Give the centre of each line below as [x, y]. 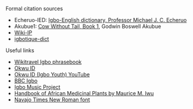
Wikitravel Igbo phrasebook [48, 62]
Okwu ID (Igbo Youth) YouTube [52, 74]
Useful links [20, 50]
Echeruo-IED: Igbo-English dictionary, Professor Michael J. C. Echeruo [100, 20]
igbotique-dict [31, 39]
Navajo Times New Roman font [52, 100]
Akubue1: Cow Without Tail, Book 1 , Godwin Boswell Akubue [88, 26]
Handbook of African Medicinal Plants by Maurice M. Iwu [84, 93]
